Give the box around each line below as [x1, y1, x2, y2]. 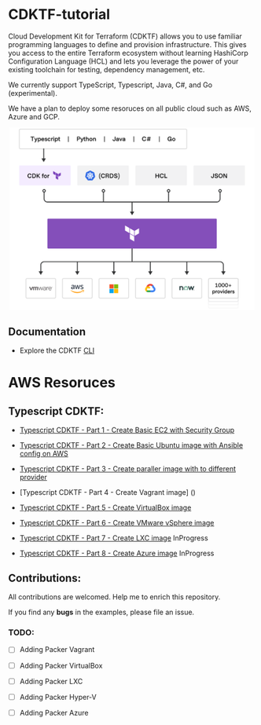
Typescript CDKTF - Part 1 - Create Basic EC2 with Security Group [19, 426, 235, 435]
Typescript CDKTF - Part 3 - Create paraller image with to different [19, 464, 236, 474]
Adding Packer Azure [19, 708, 89, 717]
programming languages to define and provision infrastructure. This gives [8, 39, 247, 49]
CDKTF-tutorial [8, 5, 111, 24]
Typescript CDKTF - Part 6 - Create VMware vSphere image [19, 518, 215, 528]
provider [19, 473, 47, 482]
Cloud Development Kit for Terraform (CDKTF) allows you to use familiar [8, 31, 242, 41]
